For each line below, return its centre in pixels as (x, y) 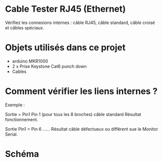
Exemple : (15, 105)
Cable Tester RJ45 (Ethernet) (65, 9)
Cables (19, 71)
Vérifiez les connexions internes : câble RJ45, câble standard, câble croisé (80, 23)
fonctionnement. (21, 119)
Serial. (11, 134)
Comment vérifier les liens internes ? (81, 91)
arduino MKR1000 (30, 61)
